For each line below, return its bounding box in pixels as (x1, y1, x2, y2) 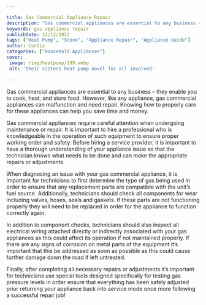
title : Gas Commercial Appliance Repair (6, 14, 112, 20)
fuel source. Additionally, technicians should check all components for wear (6, 189, 198, 197)
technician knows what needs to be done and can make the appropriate (6, 151, 188, 159)
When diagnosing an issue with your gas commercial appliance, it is (6, 170, 178, 178)
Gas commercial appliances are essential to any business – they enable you (6, 88, 197, 95)
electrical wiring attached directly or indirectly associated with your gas (6, 227, 187, 235)
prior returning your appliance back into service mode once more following (6, 285, 196, 292)
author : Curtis (6, 43, 45, 49)
